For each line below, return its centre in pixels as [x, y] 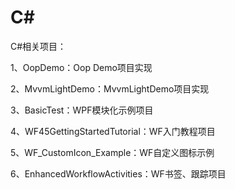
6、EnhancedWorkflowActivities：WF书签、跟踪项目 [118, 173]
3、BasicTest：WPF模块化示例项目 [82, 110]
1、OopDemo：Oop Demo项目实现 [81, 67]
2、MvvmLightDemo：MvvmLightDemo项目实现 [110, 88]
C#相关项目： [38, 46]
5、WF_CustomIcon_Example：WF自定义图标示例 [112, 152]
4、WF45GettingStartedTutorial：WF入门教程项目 [113, 131]
